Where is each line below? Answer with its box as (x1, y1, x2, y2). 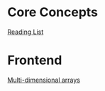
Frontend (7, 52, 62, 68)
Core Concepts (7, 4, 98, 20)
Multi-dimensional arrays (7, 75, 80, 84)
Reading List (7, 28, 44, 36)
